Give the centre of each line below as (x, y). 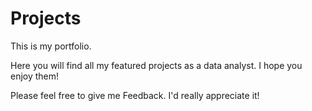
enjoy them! (35, 76)
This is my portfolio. (51, 46)
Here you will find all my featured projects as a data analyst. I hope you (156, 65)
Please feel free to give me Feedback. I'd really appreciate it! (135, 95)
